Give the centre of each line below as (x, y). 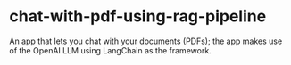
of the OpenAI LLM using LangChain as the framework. (110, 50)
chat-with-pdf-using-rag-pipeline (138, 16)
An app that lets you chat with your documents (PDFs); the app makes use (146, 41)
